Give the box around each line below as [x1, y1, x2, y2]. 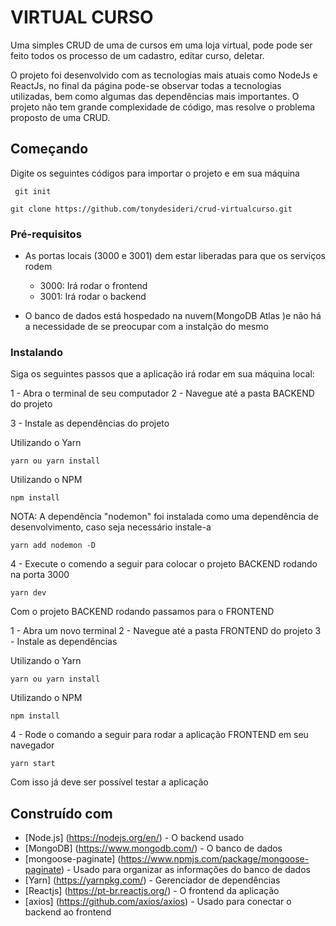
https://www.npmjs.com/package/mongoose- [120, 853, 310, 865]
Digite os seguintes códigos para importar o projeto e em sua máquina [10, 167, 300, 179]
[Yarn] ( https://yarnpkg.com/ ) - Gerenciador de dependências [24, 874, 281, 886]
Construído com [10, 805, 113, 822]
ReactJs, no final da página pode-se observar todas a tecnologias [10, 79, 282, 91]
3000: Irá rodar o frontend [39, 280, 148, 292]
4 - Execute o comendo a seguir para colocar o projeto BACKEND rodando [10, 558, 318, 570]
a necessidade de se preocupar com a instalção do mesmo [24, 321, 269, 333]
